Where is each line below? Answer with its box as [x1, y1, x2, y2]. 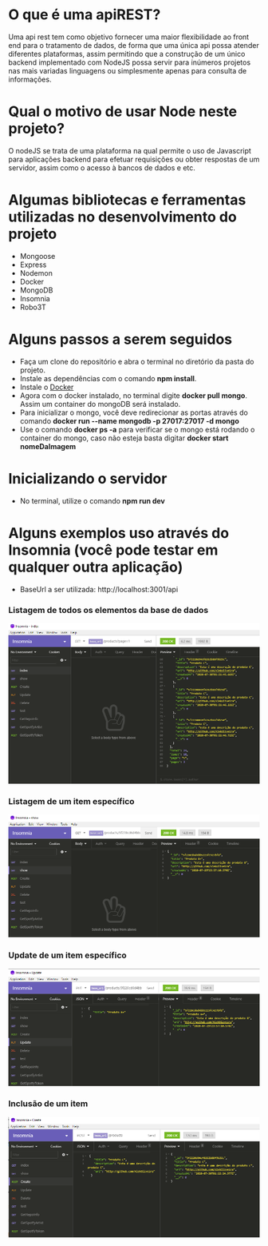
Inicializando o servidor [8, 469, 167, 488]
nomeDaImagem [19, 441, 77, 451]
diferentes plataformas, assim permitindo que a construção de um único [8, 49, 246, 58]
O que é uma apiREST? [8, 6, 161, 24]
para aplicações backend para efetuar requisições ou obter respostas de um [8, 154, 260, 164]
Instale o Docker [19, 382, 74, 392]
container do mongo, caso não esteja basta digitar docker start [19, 433, 229, 443]
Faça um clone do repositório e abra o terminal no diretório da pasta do [19, 356, 254, 366]
